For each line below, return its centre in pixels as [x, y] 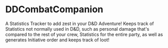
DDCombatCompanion [54, 9]
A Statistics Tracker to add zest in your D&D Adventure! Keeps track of [80, 23]
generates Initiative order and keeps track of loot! [57, 40]
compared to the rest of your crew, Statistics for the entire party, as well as [84, 34]
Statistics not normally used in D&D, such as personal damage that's [77, 29]
